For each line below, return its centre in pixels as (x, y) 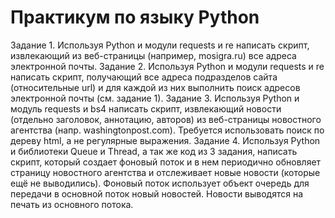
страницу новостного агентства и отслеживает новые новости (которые (165, 172)
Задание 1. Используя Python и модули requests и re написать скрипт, (160, 45)
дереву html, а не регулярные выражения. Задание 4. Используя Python (165, 140)
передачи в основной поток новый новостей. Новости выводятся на (157, 193)
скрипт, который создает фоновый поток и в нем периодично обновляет (166, 162)
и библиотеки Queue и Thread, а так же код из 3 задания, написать (154, 151)
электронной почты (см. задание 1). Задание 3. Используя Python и (155, 98)
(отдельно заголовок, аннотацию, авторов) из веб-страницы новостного (166, 119)
